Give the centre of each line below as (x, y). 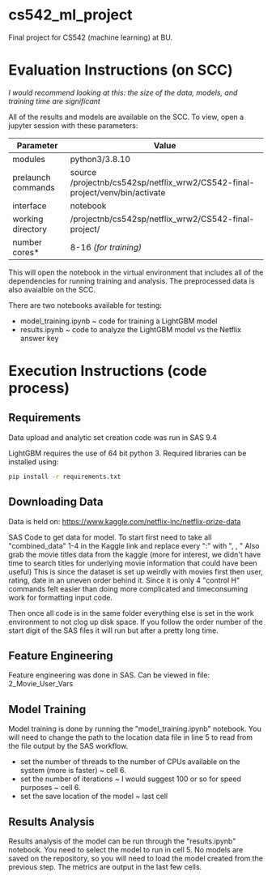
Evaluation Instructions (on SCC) (121, 70)
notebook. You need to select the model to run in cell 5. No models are (126, 850)
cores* (26, 252)
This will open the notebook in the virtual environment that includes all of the (136, 272)
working (28, 219)
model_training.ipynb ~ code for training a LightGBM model (119, 321)
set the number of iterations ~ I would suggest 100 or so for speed (130, 779)
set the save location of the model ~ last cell (94, 797)
